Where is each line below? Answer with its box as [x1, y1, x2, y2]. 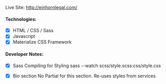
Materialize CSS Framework [12, 39, 72, 45]
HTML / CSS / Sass [12, 28, 54, 34]
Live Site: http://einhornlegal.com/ [5, 5, 78, 10]
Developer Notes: [5, 51, 44, 57]
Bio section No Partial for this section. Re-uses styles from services [12, 73, 156, 79]
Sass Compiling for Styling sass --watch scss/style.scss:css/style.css [12, 62, 161, 69]
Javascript [12, 33, 35, 39]
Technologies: [5, 16, 37, 22]
